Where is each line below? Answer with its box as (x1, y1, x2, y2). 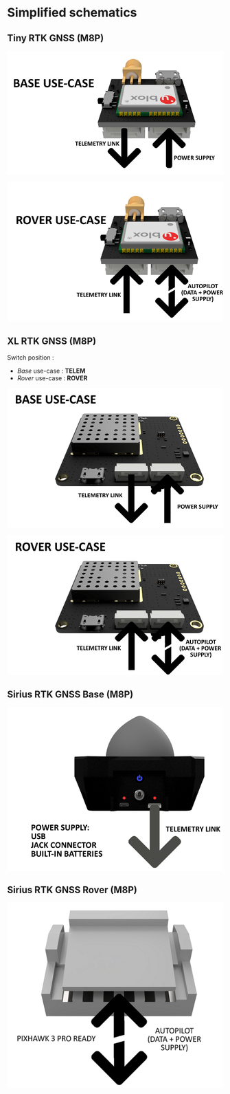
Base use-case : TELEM (16, 367, 86, 375)
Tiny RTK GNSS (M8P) (7, 32, 104, 44)
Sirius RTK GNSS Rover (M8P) (7, 884, 137, 895)
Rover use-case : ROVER (16, 374, 88, 382)
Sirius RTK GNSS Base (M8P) (7, 688, 134, 700)
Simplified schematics (7, 5, 137, 21)
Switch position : (7, 353, 54, 362)
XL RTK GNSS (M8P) (7, 335, 97, 347)
